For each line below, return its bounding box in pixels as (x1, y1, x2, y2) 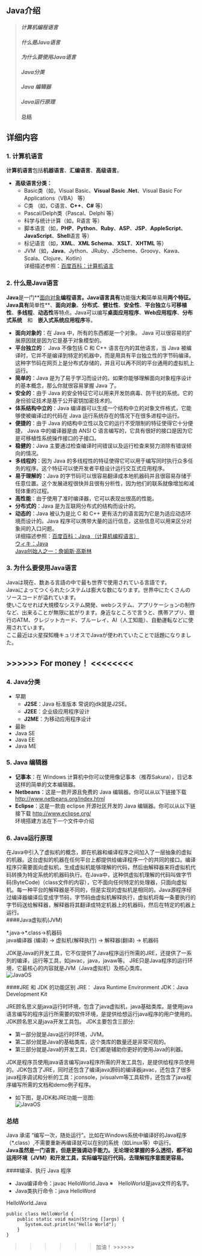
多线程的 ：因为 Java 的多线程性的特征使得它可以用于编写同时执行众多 (14, 457, 188, 464)
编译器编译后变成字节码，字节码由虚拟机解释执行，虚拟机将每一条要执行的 (11, 894, 196, 901)
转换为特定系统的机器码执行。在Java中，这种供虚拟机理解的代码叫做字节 (11, 871, 192, 878)
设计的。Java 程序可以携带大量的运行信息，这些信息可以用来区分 (25, 517, 187, 524)
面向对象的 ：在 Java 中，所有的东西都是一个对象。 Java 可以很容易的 (14, 329, 188, 336)
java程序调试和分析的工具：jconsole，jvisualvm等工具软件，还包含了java (6, 1074, 186, 1081)
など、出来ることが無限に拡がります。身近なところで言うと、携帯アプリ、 (6, 609, 189, 616)
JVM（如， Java (23, 247, 64, 255)
